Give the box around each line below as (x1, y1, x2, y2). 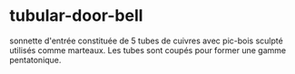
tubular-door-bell (9, 5, 143, 26)
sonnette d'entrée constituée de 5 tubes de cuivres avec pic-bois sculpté (9, 35, 283, 46)
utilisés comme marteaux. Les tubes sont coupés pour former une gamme (9, 44, 287, 55)
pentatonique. (9, 54, 62, 65)
